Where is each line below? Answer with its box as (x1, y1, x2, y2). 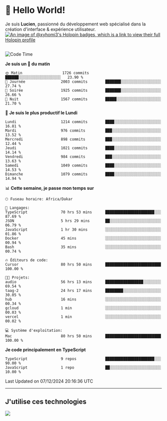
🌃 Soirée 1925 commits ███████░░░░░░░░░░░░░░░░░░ (5, 88, 162, 93)
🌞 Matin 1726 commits (5, 71, 89, 76)
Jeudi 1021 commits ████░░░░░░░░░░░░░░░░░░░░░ (5, 145, 162, 151)
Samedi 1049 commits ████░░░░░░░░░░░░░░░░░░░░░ (5, 163, 162, 168)
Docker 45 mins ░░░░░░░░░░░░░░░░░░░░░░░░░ (5, 236, 162, 241)
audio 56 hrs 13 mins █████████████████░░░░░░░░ (5, 280, 162, 284)
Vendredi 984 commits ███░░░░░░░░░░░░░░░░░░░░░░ (5, 154, 162, 159)
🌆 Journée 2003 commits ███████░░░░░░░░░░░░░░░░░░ (5, 79, 162, 84)
